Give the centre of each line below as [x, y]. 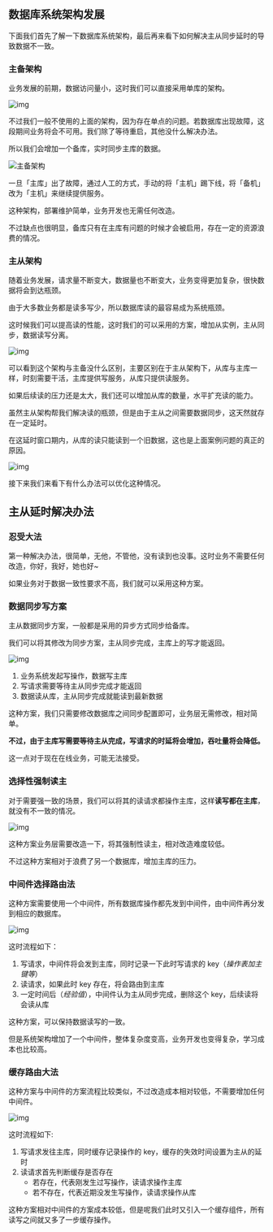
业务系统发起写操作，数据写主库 [74, 676]
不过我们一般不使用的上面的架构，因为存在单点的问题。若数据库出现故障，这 [136, 121]
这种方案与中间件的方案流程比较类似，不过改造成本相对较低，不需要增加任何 [136, 1091]
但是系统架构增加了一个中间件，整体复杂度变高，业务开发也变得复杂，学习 [133, 1039]
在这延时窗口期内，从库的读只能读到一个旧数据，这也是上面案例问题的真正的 [136, 440]
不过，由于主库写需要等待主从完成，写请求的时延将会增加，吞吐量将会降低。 [136, 741]
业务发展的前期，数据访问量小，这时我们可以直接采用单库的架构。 [119, 89]
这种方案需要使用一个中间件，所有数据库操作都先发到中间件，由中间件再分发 [136, 903]
